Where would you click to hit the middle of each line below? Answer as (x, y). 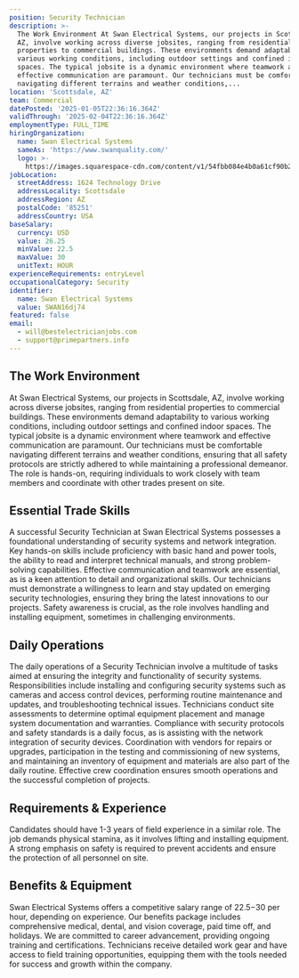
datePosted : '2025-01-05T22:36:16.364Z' (85, 109)
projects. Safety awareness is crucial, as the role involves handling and (139, 608)
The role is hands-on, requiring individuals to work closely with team (135, 473)
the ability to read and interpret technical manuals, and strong (122, 561)
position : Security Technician (67, 17)
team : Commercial (41, 100)
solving (23, 570)
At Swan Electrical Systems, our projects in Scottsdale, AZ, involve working (147, 398)
